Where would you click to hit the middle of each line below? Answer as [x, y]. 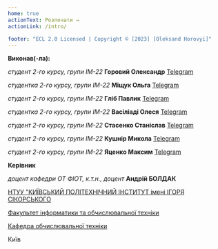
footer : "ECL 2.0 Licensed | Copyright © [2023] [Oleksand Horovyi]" [110, 39]
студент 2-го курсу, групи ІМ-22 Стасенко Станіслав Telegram [101, 126]
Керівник [22, 166]
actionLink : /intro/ [38, 26]
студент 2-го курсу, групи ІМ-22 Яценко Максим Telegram [95, 152]
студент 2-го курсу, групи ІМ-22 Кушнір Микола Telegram [94, 139]
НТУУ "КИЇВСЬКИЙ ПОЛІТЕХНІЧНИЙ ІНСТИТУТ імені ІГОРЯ [96, 192]
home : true [23, 13]
